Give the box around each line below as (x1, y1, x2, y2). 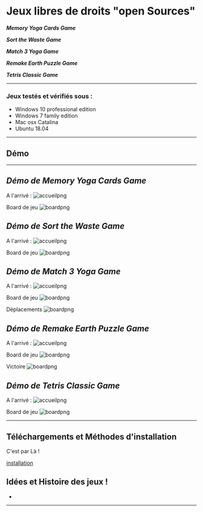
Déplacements (6, 306, 42, 313)
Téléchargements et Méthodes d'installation (6, 432, 177, 442)
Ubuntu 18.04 (14, 125, 49, 133)
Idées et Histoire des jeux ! (6, 477, 108, 487)
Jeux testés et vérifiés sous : (6, 92, 92, 100)
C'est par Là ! (6, 447, 40, 455)
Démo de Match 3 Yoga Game (6, 266, 121, 277)
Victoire (6, 363, 26, 370)
